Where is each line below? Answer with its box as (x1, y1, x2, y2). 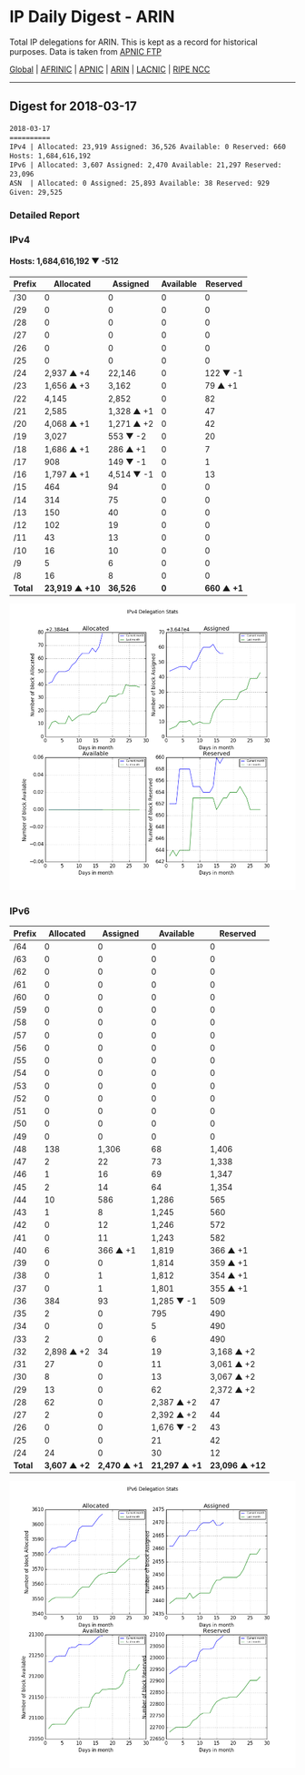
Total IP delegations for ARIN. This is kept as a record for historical (9, 36, 258, 47)
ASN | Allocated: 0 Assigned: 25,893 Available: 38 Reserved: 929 (9, 178, 271, 188)
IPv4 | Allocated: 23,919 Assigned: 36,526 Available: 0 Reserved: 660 (9, 142, 286, 151)
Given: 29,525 (9, 188, 64, 197)
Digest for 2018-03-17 (9, 98, 138, 115)
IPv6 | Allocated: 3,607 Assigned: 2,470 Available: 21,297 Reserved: (9, 160, 282, 169)
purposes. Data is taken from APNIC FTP (9, 46, 162, 56)
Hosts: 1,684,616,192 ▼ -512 (9, 256, 120, 267)
